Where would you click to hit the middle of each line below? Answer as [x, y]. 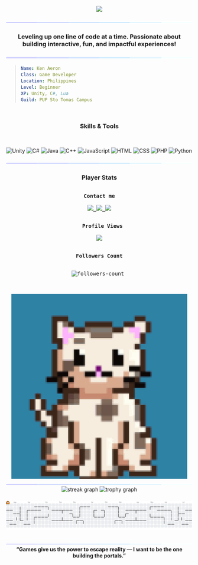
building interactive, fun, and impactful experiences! [99, 44]
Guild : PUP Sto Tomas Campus [56, 100]
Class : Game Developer [48, 75]
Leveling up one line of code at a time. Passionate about [99, 37]
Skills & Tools [99, 126]
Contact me [99, 196]
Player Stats [99, 177]
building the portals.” [99, 556]
